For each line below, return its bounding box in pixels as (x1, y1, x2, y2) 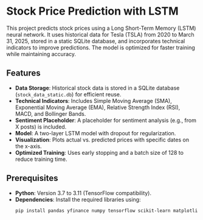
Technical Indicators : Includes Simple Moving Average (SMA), (15, 97, 172, 104)
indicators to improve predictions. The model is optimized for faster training (6, 44, 196, 51)
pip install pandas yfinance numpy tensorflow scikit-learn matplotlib (15, 207, 201, 214)
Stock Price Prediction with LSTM (6, 4, 179, 18)
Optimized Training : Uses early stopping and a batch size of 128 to (15, 149, 184, 156)
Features (6, 68, 41, 79)
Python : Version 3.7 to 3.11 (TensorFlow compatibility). (15, 189, 152, 196)
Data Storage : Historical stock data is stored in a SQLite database (15, 84, 180, 91)
